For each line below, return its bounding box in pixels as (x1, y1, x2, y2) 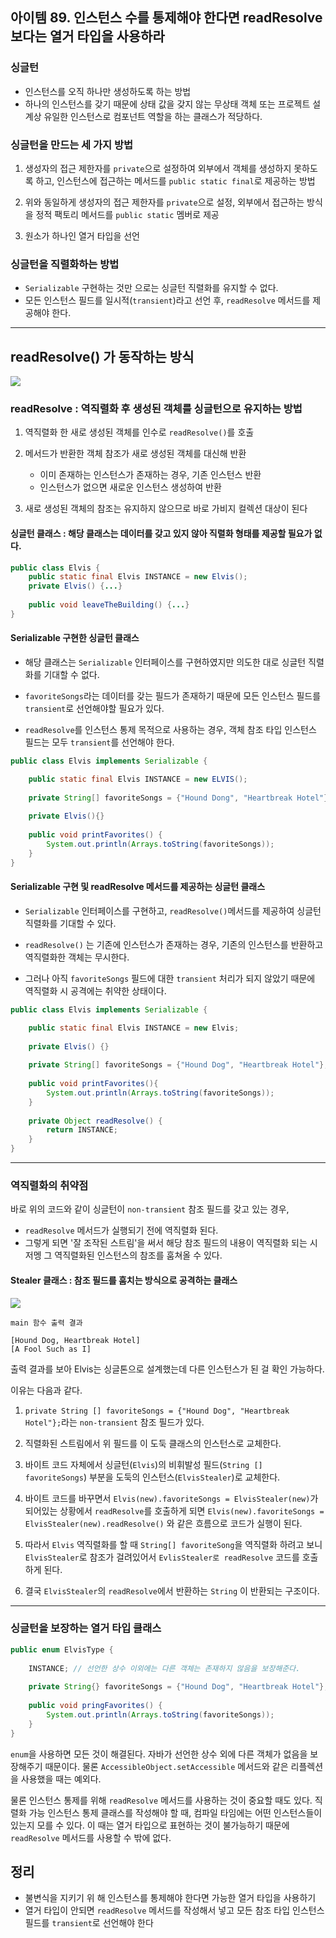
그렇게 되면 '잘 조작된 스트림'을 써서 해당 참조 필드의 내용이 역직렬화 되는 (24, 1237, 308, 1249)
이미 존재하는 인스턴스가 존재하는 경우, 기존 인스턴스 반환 (39, 469, 262, 481)
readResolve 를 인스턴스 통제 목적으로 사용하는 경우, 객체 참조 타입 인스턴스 (24, 724, 317, 736)
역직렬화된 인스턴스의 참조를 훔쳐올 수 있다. (54, 1249, 223, 1262)
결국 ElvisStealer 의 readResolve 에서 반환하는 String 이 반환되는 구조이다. (24, 1584, 320, 1597)
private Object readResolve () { (28, 1116, 163, 1126)
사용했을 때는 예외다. (20, 1773, 102, 1785)
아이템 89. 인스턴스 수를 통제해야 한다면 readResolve (10, 9, 323, 27)
